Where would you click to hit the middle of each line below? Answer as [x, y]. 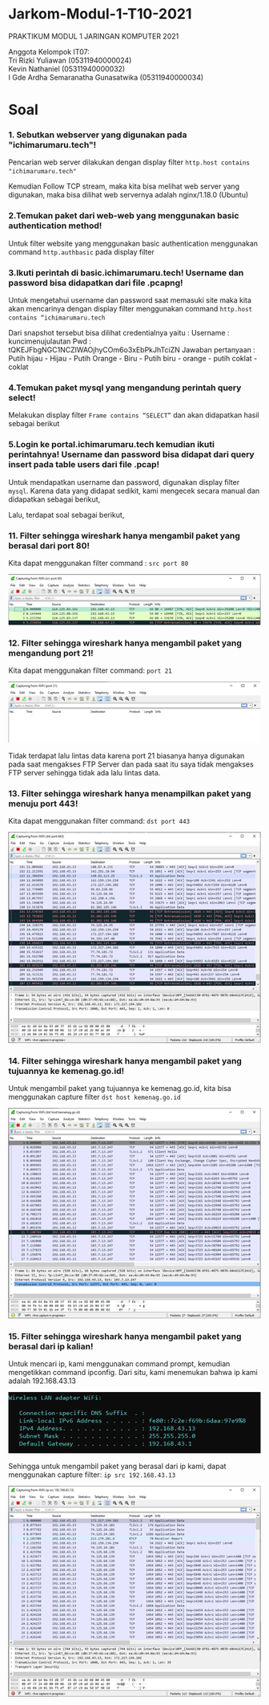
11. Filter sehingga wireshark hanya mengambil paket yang [124, 535]
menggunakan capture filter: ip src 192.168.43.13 [92, 1475]
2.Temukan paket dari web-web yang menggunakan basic [124, 216]
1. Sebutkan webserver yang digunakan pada [98, 135]
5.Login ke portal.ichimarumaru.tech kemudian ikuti [111, 445]
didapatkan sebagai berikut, [54, 499]
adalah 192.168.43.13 [42, 1381]
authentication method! [55, 226]
